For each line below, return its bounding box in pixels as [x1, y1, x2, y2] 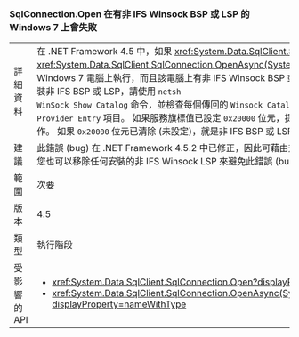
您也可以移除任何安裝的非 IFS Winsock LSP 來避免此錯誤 [36, 156, 273, 168]
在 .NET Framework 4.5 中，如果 [36, 45, 173, 58]
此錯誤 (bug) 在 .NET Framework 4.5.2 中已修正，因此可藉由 [36, 142, 289, 155]
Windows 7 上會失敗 [9, 20, 98, 33]
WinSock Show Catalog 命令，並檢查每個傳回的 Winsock [36, 99, 263, 111]
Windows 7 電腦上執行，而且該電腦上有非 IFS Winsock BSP [36, 72, 286, 84]
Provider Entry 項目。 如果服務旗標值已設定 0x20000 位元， [36, 112, 285, 124]
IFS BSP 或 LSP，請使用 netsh [56, 85, 182, 98]
